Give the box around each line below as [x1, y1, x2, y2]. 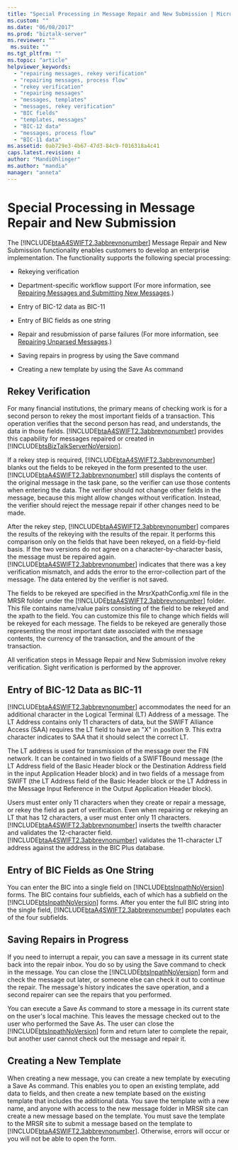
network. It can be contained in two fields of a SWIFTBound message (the [7, 754, 223, 763]
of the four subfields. [7, 913, 69, 921]
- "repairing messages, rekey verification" [13, 70, 147, 77]
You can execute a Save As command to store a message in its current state [7, 1004, 229, 1013]
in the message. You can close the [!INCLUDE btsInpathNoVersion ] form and [7, 967, 229, 976]
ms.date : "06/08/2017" [7, 23, 74, 31]
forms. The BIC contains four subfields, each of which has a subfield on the [7, 891, 228, 899]
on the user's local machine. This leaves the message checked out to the [7, 1011, 221, 1020]
